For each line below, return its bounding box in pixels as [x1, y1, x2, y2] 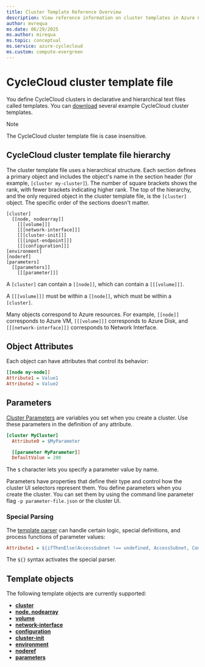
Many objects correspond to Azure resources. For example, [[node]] [6, 311, 179, 318]
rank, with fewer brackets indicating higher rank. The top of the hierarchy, [6, 186, 192, 193]
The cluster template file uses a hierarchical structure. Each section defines [6, 166, 196, 173]
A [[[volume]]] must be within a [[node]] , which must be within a [6, 292, 172, 300]
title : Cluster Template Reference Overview [6, 9, 121, 15]
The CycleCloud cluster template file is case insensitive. [6, 132, 147, 140]
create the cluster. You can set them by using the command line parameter [6, 491, 194, 498]
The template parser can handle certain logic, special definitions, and [6, 526, 181, 533]
